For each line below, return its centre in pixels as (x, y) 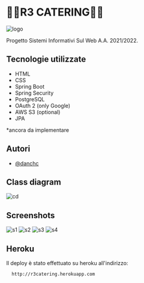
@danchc (27, 163)
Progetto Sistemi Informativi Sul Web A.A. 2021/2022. (72, 40)
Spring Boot (30, 86)
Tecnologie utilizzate (46, 59)
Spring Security (34, 93)
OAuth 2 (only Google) (43, 106)
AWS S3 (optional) (37, 112)
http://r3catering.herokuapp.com (53, 274)
